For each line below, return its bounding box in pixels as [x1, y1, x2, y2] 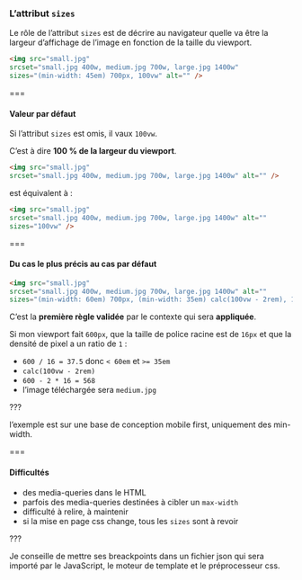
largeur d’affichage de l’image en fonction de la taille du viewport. [9, 37, 253, 48]
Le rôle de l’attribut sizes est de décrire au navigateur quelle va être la [9, 28, 269, 39]
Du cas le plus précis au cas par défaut [9, 259, 157, 270]
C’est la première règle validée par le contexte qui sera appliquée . [9, 311, 257, 322]
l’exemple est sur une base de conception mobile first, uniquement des [9, 419, 272, 430]
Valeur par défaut [9, 108, 76, 119]
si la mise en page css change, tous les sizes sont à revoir [22, 515, 239, 526]
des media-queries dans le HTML [22, 486, 147, 497]
